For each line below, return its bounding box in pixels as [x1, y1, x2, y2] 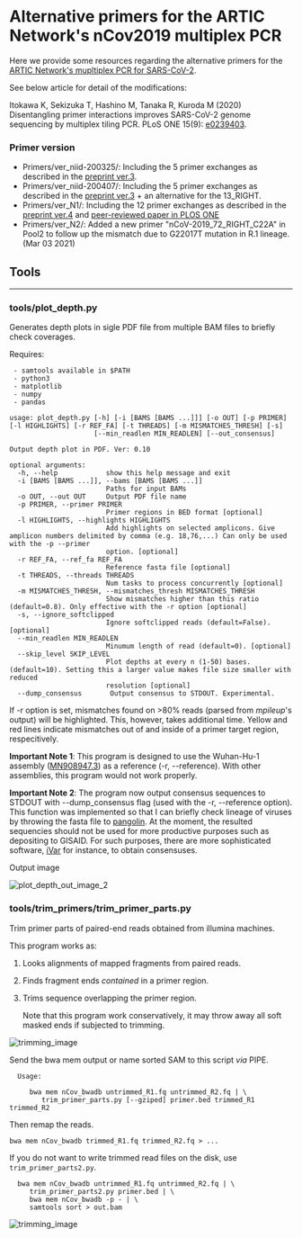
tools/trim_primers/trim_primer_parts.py [9, 902, 191, 915]
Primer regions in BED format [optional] [105, 508, 263, 517]
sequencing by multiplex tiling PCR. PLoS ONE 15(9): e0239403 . [9, 119, 247, 130]
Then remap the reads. [9, 1118, 94, 1130]
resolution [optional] [105, 681, 191, 690]
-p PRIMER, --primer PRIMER [17, 500, 123, 509]
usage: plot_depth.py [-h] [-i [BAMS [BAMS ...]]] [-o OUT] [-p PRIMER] [9, 414, 288, 423]
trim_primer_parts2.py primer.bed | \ [29, 1187, 175, 1196]
